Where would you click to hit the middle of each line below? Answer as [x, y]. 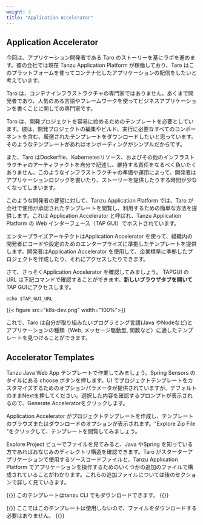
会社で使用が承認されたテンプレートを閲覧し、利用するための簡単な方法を [99, 208]
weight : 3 [19, 12]
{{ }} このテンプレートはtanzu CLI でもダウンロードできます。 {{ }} [88, 495]
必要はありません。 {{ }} [35, 516]
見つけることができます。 [59, 338]
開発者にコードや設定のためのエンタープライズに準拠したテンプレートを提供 [101, 244]
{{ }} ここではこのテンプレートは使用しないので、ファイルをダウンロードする [101, 508]
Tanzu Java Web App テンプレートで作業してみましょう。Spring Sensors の [101, 373]
